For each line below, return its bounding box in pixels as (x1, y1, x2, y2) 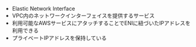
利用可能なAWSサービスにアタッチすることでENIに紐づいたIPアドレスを (11, 20, 191, 26)
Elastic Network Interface (11, 5, 75, 12)
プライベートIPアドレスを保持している (11, 35, 107, 41)
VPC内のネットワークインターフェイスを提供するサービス (11, 12, 155, 19)
